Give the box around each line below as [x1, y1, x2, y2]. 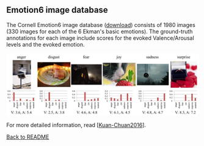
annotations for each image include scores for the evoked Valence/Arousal [6, 34, 194, 42]
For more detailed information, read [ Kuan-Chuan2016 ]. [6, 121, 147, 128]
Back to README [6, 133, 49, 140]
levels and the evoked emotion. [6, 40, 85, 48]
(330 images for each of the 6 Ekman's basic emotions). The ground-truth [6, 28, 193, 35]
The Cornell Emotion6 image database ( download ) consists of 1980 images [6, 21, 195, 28]
